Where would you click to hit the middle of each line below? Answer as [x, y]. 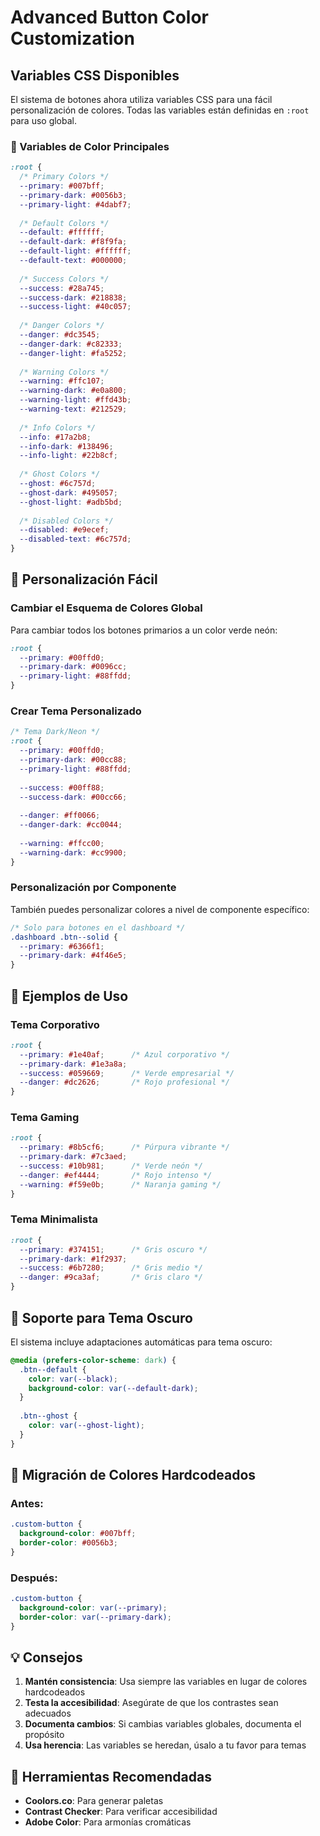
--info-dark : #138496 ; [66, 446]
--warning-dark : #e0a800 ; [73, 391]
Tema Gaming [45, 1118]
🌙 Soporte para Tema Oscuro [102, 1317]
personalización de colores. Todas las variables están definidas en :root [160, 110]
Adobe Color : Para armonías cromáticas [108, 1822]
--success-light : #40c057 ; [75, 307]
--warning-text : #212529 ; [73, 409]
